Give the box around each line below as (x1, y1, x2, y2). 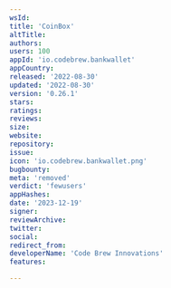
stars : (9, 97, 34, 107)
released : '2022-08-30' (9, 72, 100, 82)
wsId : (9, 13, 30, 23)
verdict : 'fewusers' (9, 182, 88, 191)
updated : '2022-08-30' (9, 81, 95, 90)
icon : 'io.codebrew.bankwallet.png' (9, 156, 147, 166)
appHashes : (9, 190, 51, 199)
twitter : (9, 224, 43, 233)
